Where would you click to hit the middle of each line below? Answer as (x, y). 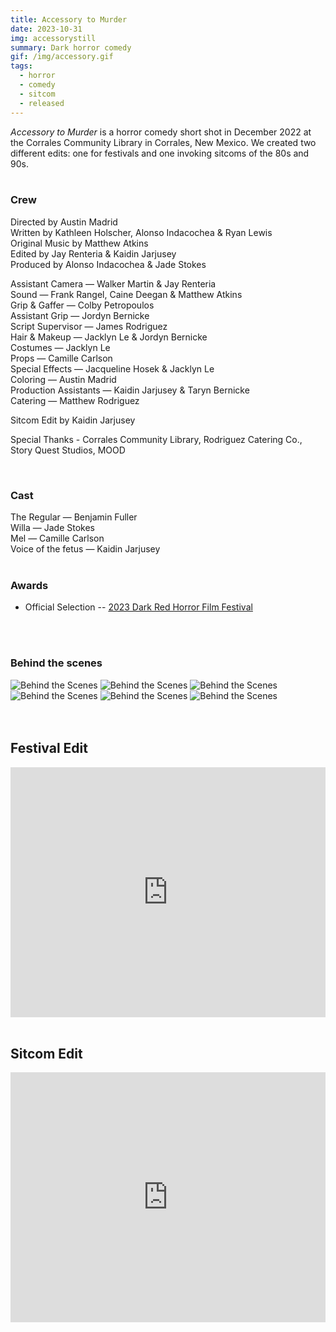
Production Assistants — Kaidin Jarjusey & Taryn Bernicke (130, 390)
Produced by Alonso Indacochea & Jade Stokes (108, 264)
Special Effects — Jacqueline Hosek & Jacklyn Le (112, 368)
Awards (29, 586)
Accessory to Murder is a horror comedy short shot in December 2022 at (161, 132)
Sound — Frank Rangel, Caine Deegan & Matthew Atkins (126, 294)
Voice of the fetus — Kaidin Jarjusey (85, 549)
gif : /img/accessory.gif (62, 57)
